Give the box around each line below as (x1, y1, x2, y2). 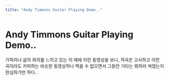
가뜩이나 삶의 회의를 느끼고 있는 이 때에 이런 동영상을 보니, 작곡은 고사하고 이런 (5, 56, 160, 62)
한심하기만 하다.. (5, 69, 38, 75)
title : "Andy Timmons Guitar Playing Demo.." (5, 7, 102, 12)
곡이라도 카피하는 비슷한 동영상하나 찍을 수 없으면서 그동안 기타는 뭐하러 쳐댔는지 (5, 63, 164, 69)
